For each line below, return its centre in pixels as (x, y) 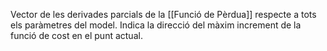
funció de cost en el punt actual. (76, 35)
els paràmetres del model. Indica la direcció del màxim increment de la (156, 25)
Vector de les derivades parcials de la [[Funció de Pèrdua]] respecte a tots (163, 14)
